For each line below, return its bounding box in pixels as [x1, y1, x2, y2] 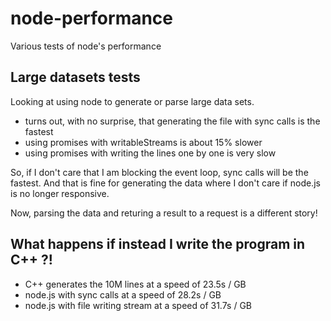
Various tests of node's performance [10, 40, 162, 52]
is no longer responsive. [10, 187, 110, 199]
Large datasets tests [10, 69, 141, 86]
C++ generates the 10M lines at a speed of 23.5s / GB [24, 278, 247, 290]
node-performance [10, 7, 174, 30]
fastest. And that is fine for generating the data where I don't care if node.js [10, 177, 321, 189]
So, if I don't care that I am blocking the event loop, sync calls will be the [10, 166, 309, 178]
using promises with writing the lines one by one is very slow [24, 147, 277, 159]
